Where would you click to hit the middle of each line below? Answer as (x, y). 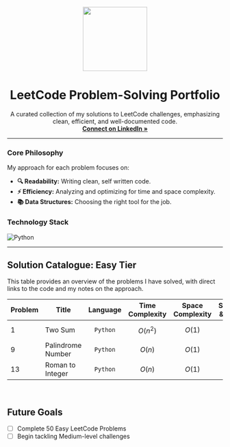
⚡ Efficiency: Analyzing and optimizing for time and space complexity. (116, 192)
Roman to (60, 365)
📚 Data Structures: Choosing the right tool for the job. (94, 202)
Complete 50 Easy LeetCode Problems (72, 429)
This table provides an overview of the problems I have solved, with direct (111, 281)
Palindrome (63, 346)
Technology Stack (38, 222)
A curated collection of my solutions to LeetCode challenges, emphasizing (115, 114)
